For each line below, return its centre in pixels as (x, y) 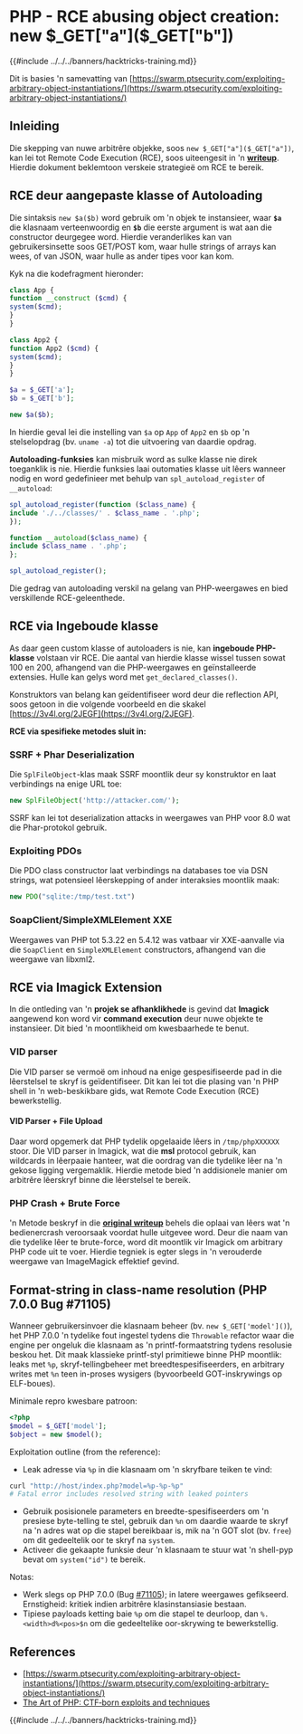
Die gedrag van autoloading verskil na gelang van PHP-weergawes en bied (149, 588)
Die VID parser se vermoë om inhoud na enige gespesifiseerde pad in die (146, 1072)
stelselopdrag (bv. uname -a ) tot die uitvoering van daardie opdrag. (133, 442)
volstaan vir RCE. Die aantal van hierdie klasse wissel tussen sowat (161, 657)
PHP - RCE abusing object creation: (145, 17)
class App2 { (34, 340)
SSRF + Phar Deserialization (72, 755)
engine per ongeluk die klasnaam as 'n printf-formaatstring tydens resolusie (151, 1345)
